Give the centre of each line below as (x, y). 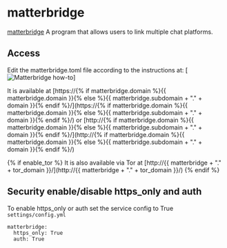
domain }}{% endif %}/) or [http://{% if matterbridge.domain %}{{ (101, 120)
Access (23, 53)
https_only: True (38, 233)
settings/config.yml (37, 215)
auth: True (29, 239)
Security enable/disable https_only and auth (105, 192)
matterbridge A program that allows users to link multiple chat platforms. (110, 32)
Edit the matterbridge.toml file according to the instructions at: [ (98, 70)
